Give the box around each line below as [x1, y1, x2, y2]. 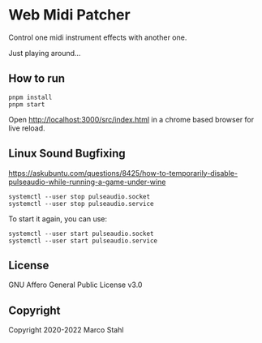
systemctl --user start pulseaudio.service [8, 237, 158, 245]
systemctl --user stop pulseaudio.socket [8, 192, 151, 200]
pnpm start [8, 100, 45, 109]
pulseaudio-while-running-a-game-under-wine [8, 177, 166, 187]
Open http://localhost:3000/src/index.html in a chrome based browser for [8, 114, 255, 124]
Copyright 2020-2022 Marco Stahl [8, 325, 124, 335]
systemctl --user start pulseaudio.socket [8, 229, 154, 238]
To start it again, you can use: [8, 213, 108, 224]
